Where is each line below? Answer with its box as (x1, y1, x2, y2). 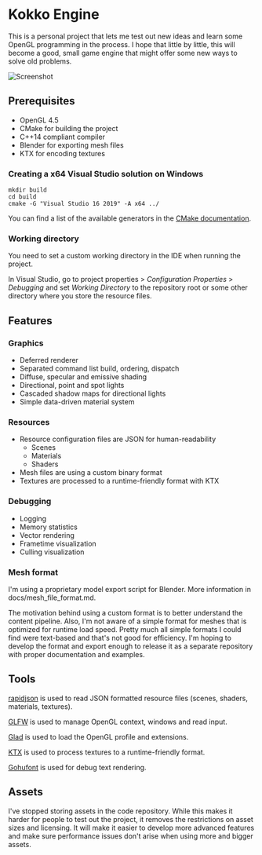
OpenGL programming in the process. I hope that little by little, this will (8, 39, 235, 49)
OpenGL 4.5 (19, 115, 59, 125)
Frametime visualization (19, 539, 96, 548)
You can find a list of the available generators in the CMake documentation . (8, 214, 252, 223)
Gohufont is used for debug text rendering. (8, 762, 147, 772)
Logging (19, 513, 47, 523)
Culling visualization (19, 547, 85, 557)
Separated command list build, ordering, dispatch (19, 364, 180, 374)
